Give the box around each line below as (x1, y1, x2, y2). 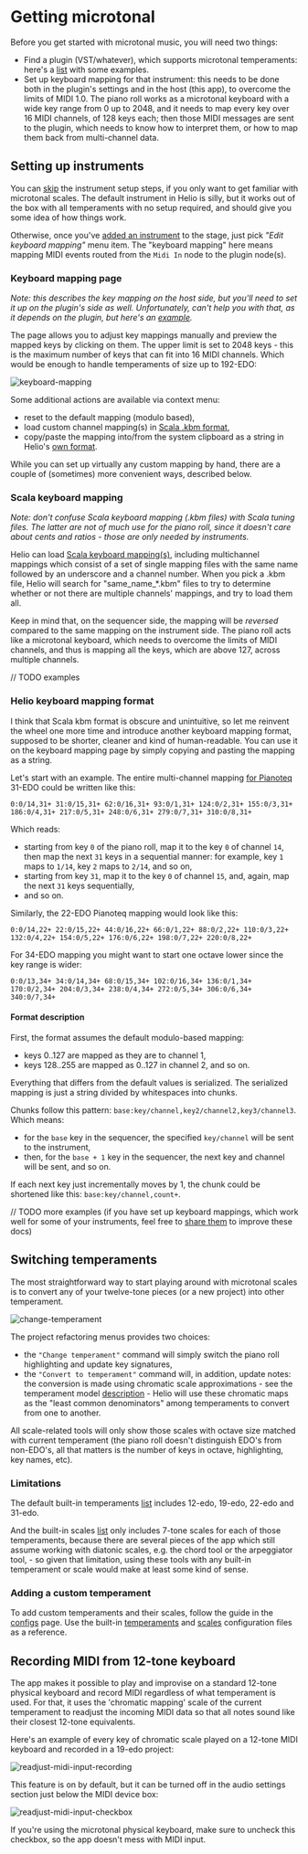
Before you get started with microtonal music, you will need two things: (10, 37, 278, 48)
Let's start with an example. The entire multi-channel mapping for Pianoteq (10, 772, 293, 783)
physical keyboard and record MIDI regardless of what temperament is (10, 1688, 277, 1699)
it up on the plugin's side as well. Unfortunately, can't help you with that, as (10, 302, 295, 313)
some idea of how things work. (10, 212, 127, 223)
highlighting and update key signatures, (23, 1359, 173, 1370)
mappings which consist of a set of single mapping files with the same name (10, 559, 299, 570)
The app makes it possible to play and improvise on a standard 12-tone (10, 1678, 277, 1689)
